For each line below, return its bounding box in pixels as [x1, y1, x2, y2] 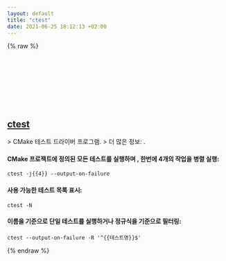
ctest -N [7, 201, 33, 208]
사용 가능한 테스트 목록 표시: [7, 186, 82, 194]
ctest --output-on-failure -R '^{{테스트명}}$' [7, 234, 141, 241]
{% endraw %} [7, 246, 50, 255]
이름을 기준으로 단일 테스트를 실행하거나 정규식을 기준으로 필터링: [7, 217, 182, 226]
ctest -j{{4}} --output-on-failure [7, 170, 110, 177]
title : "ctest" [7, 17, 51, 24]
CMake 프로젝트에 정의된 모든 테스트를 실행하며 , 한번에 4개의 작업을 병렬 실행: [7, 154, 220, 163]
